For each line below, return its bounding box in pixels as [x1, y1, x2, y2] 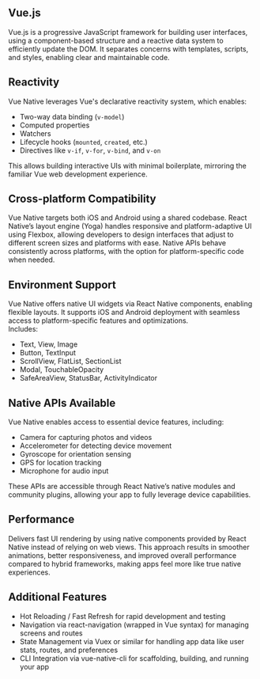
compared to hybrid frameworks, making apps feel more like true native [8, 559, 242, 568]
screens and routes [19, 628, 83, 638]
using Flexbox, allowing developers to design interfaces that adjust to [8, 229, 235, 240]
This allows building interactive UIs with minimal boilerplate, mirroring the [8, 161, 247, 170]
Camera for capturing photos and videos [19, 433, 153, 442]
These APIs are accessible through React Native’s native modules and [8, 482, 236, 491]
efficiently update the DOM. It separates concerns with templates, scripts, [8, 44, 249, 54]
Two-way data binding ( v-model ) [19, 112, 125, 121]
